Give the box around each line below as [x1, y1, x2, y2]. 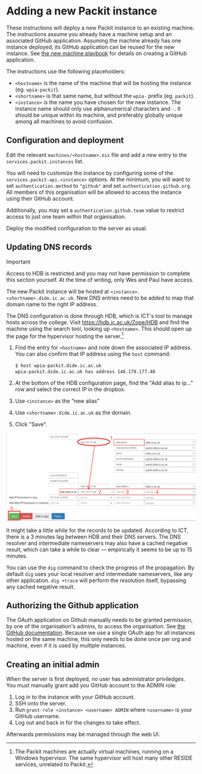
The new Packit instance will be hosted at [6, 288, 109, 295]
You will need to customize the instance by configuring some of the [6, 169, 173, 176]
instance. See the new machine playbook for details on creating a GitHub [6, 49, 188, 57]
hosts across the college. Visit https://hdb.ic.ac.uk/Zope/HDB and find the [6, 318, 189, 326]
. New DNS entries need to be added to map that [73, 294, 194, 302]
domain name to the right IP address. [6, 300, 98, 308]
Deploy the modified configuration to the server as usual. [6, 224, 147, 232]
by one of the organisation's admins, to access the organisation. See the [6, 623, 186, 630]
